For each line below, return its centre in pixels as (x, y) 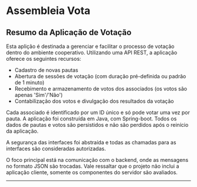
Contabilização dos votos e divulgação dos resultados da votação (94, 101)
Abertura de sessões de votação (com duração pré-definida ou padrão (100, 76)
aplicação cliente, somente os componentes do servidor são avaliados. (92, 172)
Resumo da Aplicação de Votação (69, 32)
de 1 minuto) (30, 82)
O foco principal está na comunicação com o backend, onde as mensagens (97, 160)
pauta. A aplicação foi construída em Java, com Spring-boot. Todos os (91, 119)
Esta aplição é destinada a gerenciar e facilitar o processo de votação (90, 46)
